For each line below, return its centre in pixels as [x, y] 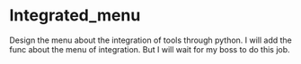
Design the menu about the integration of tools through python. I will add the [150, 40]
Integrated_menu [75, 16]
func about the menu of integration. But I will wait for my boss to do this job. [150, 49]
